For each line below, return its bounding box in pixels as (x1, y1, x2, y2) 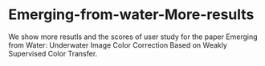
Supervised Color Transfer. (8, 49, 98, 58)
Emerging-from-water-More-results (8, 6, 255, 24)
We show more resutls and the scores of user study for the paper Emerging (8, 32, 259, 41)
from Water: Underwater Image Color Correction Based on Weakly (8, 40, 227, 49)
